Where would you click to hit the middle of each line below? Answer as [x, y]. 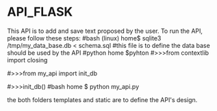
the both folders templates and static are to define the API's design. [102, 99]
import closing [27, 60]
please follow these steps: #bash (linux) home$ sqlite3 [84, 38]
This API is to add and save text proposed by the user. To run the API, [105, 31]
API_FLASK [40, 12]
